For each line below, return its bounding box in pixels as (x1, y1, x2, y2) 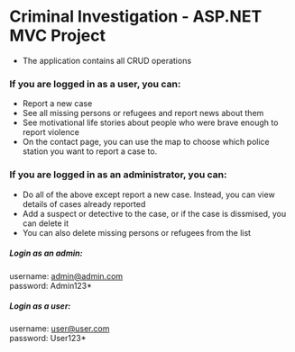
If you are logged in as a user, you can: (9, 77, 181, 90)
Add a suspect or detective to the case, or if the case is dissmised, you (22, 208, 287, 219)
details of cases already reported (22, 198, 146, 209)
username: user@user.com (9, 323, 110, 334)
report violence (22, 127, 79, 138)
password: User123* (9, 333, 87, 344)
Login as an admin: (9, 248, 83, 258)
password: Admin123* (9, 280, 93, 291)
